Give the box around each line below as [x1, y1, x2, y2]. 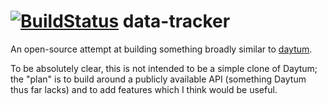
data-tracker [122, 10, 231, 33]
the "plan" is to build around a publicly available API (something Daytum [10, 73, 307, 85]
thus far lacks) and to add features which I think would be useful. [10, 83, 278, 95]
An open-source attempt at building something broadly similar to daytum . [10, 43, 313, 55]
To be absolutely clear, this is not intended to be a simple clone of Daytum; [10, 62, 318, 74]
